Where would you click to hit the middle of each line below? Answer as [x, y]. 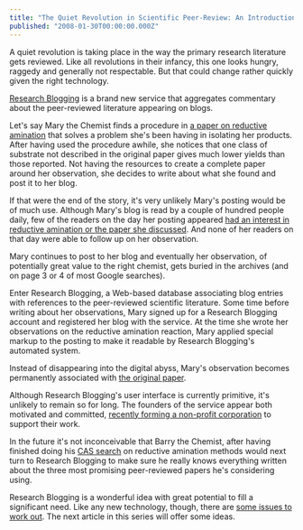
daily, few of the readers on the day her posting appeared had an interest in [150, 219]
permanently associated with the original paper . [98, 377]
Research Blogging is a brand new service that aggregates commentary [143, 98]
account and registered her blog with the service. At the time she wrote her [149, 321]
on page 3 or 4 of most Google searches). [87, 275]
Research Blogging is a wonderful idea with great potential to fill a [132, 497]
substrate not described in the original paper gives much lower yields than [147, 153]
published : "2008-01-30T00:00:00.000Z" [84, 26]
